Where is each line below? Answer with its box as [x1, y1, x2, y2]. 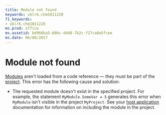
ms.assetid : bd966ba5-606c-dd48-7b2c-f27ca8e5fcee [5, 30, 113, 35]
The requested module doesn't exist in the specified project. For [12, 88, 145, 94]
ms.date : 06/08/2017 [5, 35, 48, 40]
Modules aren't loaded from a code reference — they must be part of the [5, 73, 155, 79]
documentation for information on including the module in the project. [12, 104, 156, 110]
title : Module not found [5, 7, 57, 12]
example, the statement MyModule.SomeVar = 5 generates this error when [12, 93, 161, 99]
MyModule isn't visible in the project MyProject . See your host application [12, 98, 160, 105]
